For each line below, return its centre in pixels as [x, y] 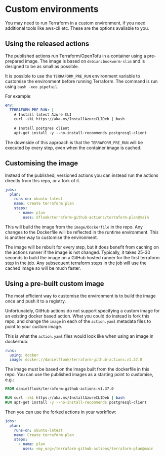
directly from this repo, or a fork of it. [43, 180]
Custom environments [52, 9]
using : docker [24, 355]
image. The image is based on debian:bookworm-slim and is [85, 61]
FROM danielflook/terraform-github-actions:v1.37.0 [59, 389]
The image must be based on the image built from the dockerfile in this [77, 369]
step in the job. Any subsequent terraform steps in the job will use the [76, 263]
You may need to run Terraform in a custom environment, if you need [75, 23]
